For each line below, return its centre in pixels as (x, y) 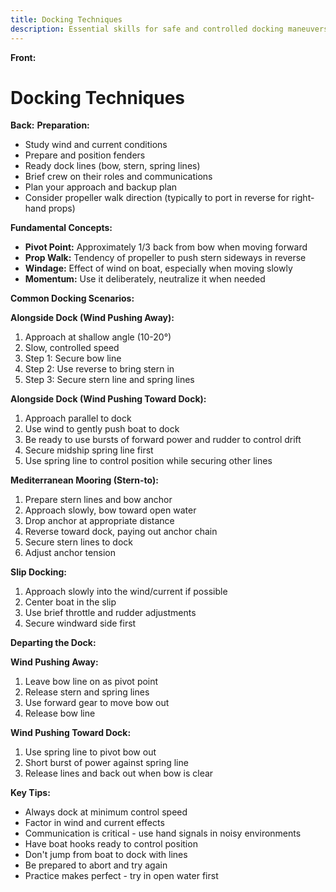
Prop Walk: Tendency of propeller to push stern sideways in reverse (165, 258)
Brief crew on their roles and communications (118, 177)
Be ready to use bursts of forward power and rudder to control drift (163, 440)
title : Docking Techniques (66, 19)
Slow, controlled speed (72, 348)
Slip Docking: (38, 572)
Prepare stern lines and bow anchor (98, 500)
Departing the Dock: (53, 643)
